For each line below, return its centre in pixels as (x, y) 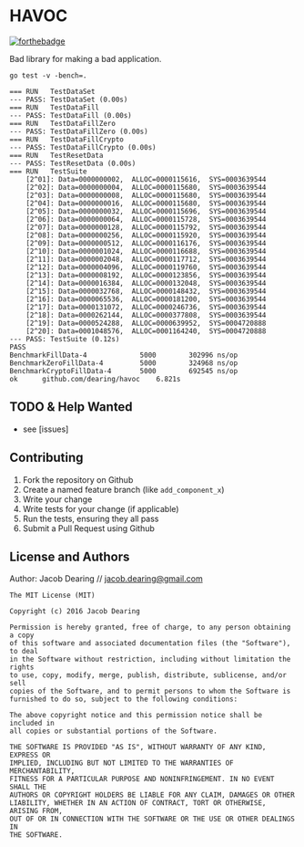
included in (32, 723)
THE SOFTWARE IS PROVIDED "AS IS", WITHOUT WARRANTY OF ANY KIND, (138, 748)
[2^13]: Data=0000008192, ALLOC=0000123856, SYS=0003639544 (146, 275)
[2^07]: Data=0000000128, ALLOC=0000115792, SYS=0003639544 (146, 227)
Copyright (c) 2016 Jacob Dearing (75, 612)
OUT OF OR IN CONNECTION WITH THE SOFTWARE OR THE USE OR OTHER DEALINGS (152, 819)
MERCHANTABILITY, (42, 771)
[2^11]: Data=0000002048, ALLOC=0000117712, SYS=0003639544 (146, 259)
